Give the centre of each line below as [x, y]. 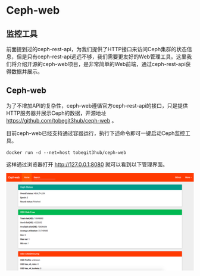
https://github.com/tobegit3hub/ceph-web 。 [62, 120]
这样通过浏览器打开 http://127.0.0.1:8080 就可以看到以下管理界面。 [87, 164]
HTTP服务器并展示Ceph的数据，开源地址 [56, 113]
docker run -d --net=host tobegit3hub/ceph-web [66, 152]
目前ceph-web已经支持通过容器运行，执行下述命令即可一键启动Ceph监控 [96, 133]
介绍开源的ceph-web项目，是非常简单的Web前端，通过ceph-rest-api [101, 64]
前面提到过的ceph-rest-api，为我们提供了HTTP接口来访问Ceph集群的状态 [97, 49]
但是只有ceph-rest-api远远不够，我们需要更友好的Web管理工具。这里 [101, 57]
